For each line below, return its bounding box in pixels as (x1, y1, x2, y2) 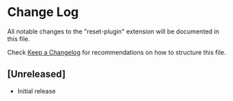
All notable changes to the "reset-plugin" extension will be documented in (7, 27, 220, 36)
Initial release (17, 86, 56, 95)
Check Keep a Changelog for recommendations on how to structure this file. (7, 48, 227, 56)
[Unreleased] (7, 68, 66, 80)
